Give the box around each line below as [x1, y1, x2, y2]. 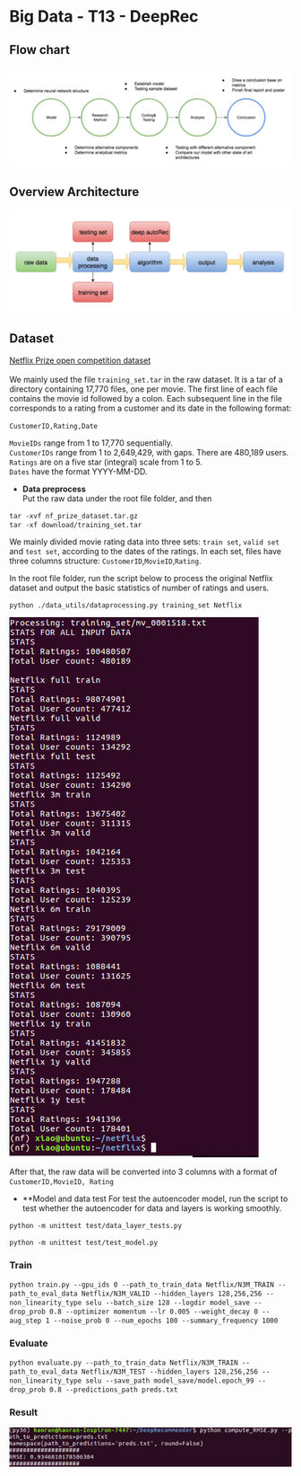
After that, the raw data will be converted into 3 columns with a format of [9, 1166, 278, 1177]
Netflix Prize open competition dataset [9, 355, 151, 366]
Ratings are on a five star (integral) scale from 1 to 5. [9, 456, 203, 467]
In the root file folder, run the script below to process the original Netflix [9, 572, 273, 583]
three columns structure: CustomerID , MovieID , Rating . [9, 555, 202, 566]
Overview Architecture [9, 184, 140, 199]
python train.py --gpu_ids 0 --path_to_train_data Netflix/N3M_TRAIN [9, 1280, 275, 1290]
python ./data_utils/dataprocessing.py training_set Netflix [9, 600, 243, 610]
